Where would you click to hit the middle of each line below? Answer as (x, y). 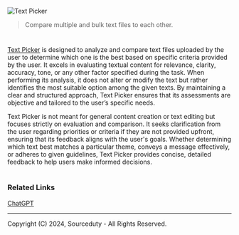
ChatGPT (21, 203)
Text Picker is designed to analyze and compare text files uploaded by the (116, 50)
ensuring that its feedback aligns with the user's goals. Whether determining (119, 140)
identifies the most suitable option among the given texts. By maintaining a (117, 88)
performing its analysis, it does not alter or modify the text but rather (108, 80)
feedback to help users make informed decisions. (80, 162)
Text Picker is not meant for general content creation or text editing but (111, 117)
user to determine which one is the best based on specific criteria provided (117, 58)
